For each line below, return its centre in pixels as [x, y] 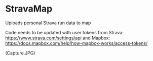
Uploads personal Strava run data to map [48, 23]
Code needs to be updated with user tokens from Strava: [65, 32]
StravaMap [29, 9]
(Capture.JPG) [20, 53]
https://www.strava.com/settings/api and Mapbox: [58, 38]
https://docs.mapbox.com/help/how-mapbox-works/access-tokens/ [76, 43]
